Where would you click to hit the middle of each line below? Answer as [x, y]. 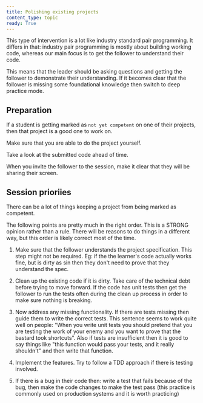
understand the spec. [42, 269]
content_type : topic [32, 18]
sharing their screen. [32, 173]
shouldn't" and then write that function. [64, 351]
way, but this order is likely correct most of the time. [71, 238]
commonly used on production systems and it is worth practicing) [97, 394]
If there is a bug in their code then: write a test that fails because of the [104, 381]
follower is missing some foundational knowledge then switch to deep [93, 84]
